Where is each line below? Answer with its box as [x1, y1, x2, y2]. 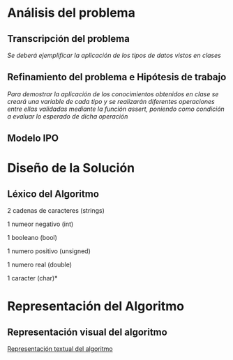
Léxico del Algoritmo [7, 188, 100, 200]
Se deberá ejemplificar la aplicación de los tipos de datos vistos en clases [7, 51, 221, 59]
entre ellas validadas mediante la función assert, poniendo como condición [7, 105, 225, 113]
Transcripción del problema [7, 33, 130, 45]
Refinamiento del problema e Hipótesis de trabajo [7, 71, 227, 83]
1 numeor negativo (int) [7, 220, 74, 228]
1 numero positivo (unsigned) [7, 247, 91, 255]
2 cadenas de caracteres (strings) [7, 207, 105, 215]
